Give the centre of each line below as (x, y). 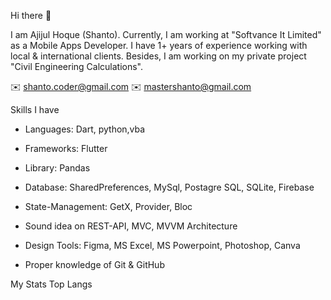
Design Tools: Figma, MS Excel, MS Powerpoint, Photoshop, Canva (162, 245)
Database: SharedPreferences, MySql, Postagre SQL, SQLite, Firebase (169, 187)
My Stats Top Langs (51, 284)
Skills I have (35, 109)
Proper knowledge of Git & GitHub (94, 264)
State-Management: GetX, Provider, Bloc (108, 206)
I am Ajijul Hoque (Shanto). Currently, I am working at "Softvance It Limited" (166, 34)
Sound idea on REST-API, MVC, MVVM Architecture (131, 226)
